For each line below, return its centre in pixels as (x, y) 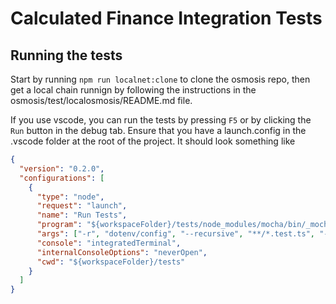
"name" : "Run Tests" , (82, 215)
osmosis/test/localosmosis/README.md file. (101, 100)
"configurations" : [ (62, 178)
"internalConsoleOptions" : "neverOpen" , (122, 252)
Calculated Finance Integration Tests (166, 18)
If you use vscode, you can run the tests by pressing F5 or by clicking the (161, 120)
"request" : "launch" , (82, 206)
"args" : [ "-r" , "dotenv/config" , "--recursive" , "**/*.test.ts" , (175, 234)
